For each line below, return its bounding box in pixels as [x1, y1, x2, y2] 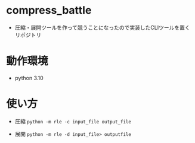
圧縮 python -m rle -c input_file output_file [14, 117, 131, 125]
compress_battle [6, 4, 92, 17]
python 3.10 [14, 74, 44, 81]
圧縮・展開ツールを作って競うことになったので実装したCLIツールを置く [14, 24, 190, 31]
